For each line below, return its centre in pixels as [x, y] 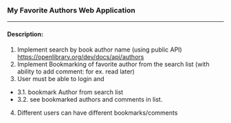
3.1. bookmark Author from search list [70, 92]
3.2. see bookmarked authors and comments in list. [90, 99]
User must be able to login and [60, 78]
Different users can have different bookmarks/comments [97, 113]
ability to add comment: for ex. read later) [76, 71]
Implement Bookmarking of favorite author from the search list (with [113, 64]
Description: [25, 34]
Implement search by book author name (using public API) [99, 49]
